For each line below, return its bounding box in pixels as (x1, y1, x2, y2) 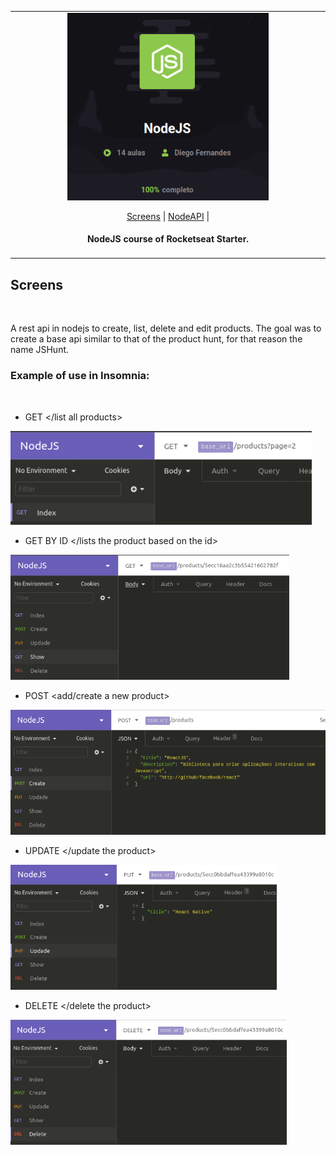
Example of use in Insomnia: (10, 369, 150, 383)
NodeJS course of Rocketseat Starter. (86, 233, 250, 245)
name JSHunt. (10, 344, 70, 356)
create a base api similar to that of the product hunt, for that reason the (10, 333, 303, 345)
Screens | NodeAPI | (126, 210, 210, 222)
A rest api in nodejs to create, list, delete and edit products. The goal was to (10, 322, 322, 335)
